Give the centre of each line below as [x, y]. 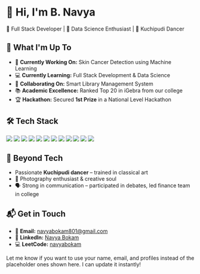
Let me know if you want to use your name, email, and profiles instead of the [100, 258]
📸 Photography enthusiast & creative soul [65, 179]
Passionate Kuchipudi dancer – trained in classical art [81, 172]
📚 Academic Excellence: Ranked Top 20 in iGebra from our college [99, 90]
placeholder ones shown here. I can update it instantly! [74, 264]
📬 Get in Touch [36, 214]
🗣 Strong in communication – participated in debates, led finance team [102, 185]
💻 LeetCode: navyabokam [48, 244]
